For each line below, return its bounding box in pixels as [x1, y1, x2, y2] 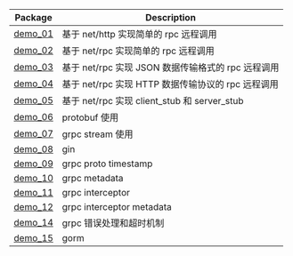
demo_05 [13, 94, 53, 106]
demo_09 [13, 157, 53, 170]
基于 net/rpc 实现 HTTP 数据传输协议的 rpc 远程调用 [61, 78, 279, 90]
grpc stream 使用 [61, 128, 134, 140]
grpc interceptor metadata [61, 201, 172, 212]
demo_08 [13, 143, 53, 155]
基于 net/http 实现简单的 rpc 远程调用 [61, 28, 217, 40]
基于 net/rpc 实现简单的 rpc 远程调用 [61, 44, 216, 57]
